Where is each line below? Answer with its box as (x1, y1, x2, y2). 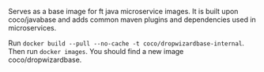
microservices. (8, 23, 57, 32)
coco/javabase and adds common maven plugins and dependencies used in (8, 15, 257, 24)
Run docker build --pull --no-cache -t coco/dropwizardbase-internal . (8, 38, 245, 48)
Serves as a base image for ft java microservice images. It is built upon (8, 7, 239, 16)
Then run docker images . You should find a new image (8, 47, 184, 56)
